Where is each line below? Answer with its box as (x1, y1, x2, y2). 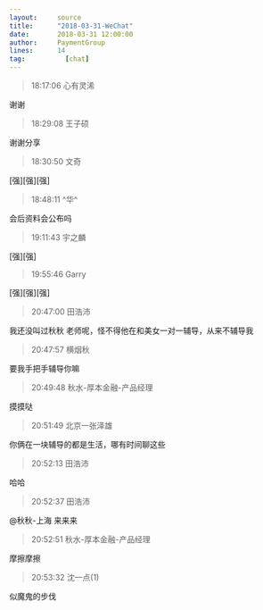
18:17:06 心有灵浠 (30, 80, 95, 90)
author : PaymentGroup (9, 38, 105, 47)
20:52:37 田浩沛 (30, 497, 91, 506)
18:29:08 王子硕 (30, 118, 89, 129)
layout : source (9, 13, 82, 22)
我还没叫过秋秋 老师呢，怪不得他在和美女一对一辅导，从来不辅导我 (9, 325, 254, 336)
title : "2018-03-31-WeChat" (9, 21, 134, 30)
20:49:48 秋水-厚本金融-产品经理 (30, 382, 153, 393)
